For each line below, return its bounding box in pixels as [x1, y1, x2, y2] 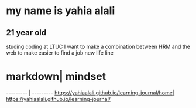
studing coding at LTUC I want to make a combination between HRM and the [6, 43, 190, 50]
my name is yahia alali [6, 4, 115, 18]
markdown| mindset [6, 70, 106, 83]
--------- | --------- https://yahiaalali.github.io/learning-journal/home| [6, 89, 174, 96]
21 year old [6, 28, 47, 38]
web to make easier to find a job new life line [6, 49, 114, 56]
